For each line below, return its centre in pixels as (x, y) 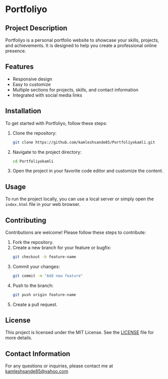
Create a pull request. (35, 304)
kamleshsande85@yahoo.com (37, 371)
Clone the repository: (35, 133)
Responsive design (32, 79)
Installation (23, 111)
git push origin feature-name (44, 294)
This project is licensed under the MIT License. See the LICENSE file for (80, 332)
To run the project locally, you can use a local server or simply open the (79, 199)
